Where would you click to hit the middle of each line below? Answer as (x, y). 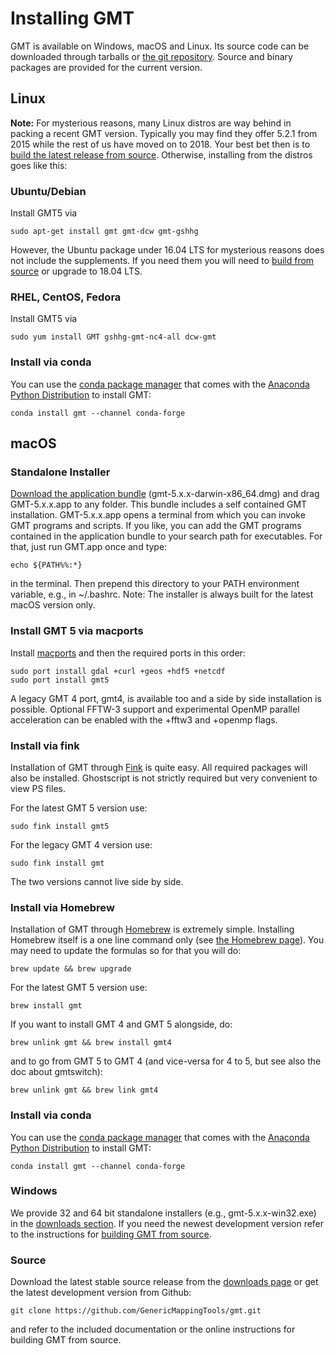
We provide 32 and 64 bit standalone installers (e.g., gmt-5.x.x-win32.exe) (163, 1213)
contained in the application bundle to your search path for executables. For (166, 536)
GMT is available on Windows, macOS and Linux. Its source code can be (160, 46)
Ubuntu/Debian (48, 191)
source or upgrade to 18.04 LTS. (76, 271)
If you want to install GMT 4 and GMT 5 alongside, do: (121, 1024)
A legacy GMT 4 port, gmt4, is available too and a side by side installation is (166, 698)
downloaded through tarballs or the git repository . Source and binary (151, 56)
